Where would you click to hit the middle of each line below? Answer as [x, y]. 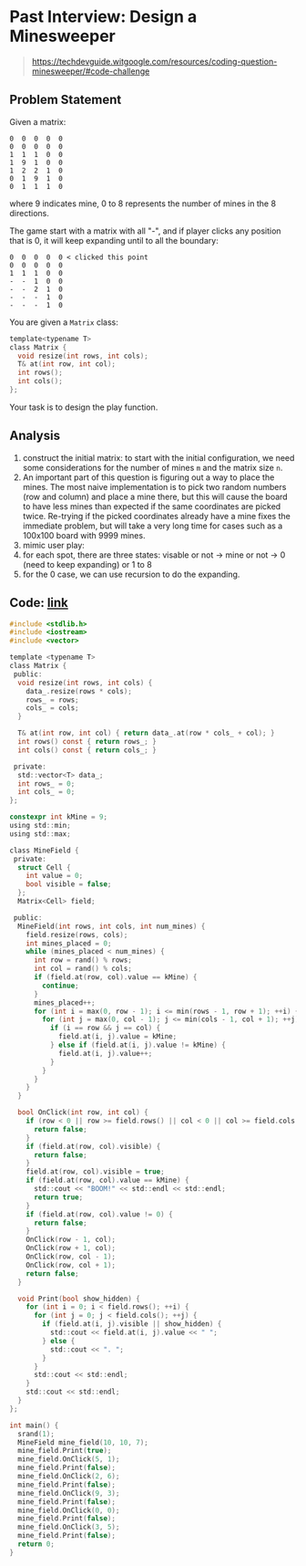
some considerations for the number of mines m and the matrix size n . [153, 467]
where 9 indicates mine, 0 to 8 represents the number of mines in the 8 [143, 204]
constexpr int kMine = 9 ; [58, 817]
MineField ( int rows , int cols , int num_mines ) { [112, 926]
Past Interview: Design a [103, 17]
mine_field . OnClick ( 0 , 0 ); [69, 1510]
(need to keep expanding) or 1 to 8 [87, 564]
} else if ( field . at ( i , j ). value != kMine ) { [138, 1045]
